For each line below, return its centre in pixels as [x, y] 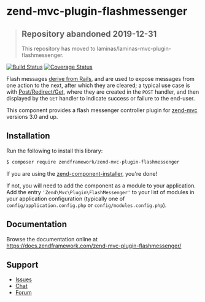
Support [22, 265]
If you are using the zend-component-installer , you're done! [82, 173]
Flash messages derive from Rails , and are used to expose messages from [100, 79]
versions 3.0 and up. [32, 117]
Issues [24, 279]
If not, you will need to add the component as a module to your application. [101, 186]
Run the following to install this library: [55, 151]
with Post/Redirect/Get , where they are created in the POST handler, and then [103, 92]
